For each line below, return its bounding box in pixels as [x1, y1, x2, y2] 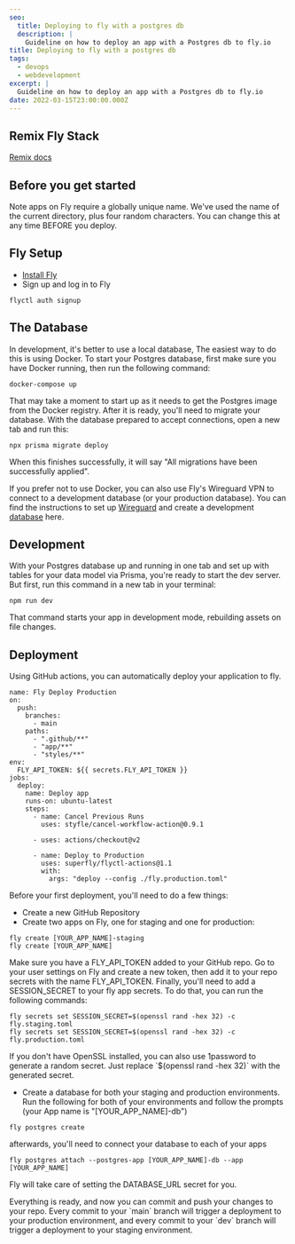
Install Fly [21, 269, 58, 280]
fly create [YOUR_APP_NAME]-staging [9, 934, 144, 943]
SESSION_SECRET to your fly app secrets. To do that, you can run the [9, 986, 264, 996]
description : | [17, 29, 74, 38]
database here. [9, 511, 65, 522]
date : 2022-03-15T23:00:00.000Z [9, 95, 128, 105]
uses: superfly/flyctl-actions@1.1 [41, 859, 173, 868]
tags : [9, 54, 29, 63]
